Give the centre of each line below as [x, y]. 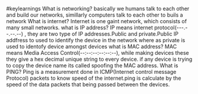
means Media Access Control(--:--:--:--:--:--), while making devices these [98, 53]
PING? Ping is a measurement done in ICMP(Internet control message [91, 72]
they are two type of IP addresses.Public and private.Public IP [103, 34]
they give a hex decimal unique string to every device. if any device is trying [99, 59]
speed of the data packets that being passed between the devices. [88, 84]
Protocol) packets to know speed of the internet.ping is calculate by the [94, 78]
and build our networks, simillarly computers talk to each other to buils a [95, 15]
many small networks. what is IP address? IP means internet [80, 27]
